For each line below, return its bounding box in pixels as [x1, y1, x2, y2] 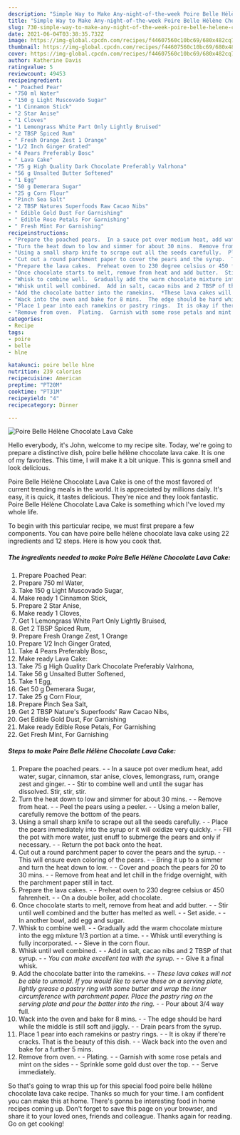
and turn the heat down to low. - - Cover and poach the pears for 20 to [18, 863, 226, 872]
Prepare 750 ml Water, [18, 579, 85, 587]
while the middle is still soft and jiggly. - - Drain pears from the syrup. [18, 1022, 221, 1031]
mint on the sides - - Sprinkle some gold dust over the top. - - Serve [18, 1060, 219, 1069]
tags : [8, 329, 24, 336]
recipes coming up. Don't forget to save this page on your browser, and [8, 1104, 218, 1113]
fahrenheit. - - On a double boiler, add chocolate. [18, 893, 162, 902]
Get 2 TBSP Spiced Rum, [18, 624, 92, 633]
